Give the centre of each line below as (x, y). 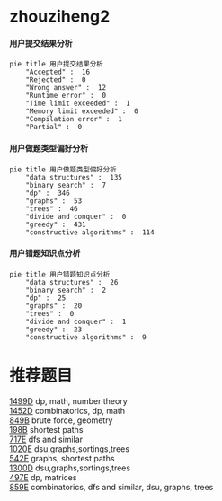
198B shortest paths (46, 429)
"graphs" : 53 (54, 201)
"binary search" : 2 (66, 290)
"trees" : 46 (52, 208)
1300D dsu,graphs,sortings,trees (70, 468)
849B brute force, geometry (61, 420)
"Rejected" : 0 (56, 80)
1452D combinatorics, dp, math (67, 410)
